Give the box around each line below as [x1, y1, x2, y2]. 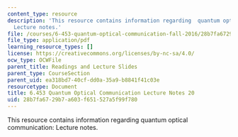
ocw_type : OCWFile [7, 57, 62, 64]
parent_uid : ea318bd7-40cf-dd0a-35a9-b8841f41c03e [7, 76, 160, 84]
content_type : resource [7, 10, 78, 18]
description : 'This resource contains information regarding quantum [7, 17, 220, 24]
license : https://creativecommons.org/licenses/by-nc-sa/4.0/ [7, 50, 195, 57]
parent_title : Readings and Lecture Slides [7, 63, 138, 70]
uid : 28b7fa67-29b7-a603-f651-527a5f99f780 [7, 97, 138, 104]
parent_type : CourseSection [7, 70, 91, 77]
